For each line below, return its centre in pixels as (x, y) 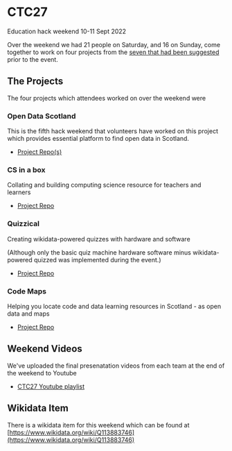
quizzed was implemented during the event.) (97, 259)
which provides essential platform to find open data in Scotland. (98, 139)
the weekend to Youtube (42, 373)
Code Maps (27, 291)
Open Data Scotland (42, 116)
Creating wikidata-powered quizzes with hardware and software (99, 239)
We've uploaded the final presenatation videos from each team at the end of (116, 366)
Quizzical (24, 224)
